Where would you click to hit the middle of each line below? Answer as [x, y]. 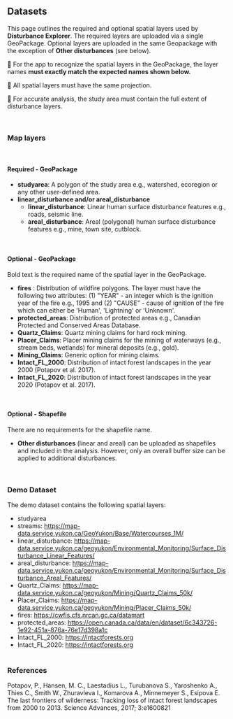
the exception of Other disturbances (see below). [79, 50]
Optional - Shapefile [37, 414]
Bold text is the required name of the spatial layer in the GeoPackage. [107, 274]
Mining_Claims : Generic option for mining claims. [89, 355]
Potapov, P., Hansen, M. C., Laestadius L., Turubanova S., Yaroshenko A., [112, 685]
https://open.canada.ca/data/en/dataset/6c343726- [142, 622]
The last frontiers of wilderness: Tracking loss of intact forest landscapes [112, 700]
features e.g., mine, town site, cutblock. [84, 229]
